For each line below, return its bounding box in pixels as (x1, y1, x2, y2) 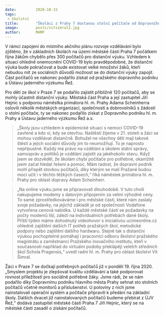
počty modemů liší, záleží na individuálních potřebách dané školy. (17, 213, 149, 218)
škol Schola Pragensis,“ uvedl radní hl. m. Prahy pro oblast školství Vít (17, 249, 158, 255)
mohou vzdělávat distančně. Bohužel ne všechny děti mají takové (17, 135, 149, 141)
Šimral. (17, 254, 31, 260)
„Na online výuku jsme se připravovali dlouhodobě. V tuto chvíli (17, 187, 144, 192)
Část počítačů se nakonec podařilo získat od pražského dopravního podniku (5, 74, 158, 80)
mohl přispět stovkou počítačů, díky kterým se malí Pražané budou (17, 167, 151, 172)
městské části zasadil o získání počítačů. (5, 305, 87, 311)
